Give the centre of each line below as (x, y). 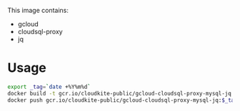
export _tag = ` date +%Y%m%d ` (49, 87)
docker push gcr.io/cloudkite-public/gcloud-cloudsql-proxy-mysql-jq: (115, 100)
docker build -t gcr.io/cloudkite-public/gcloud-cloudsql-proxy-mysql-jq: (121, 93)
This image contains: (38, 10)
